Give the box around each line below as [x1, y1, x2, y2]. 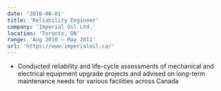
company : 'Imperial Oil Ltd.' [7, 23, 96, 30]
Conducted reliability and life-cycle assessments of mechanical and [17, 62, 215, 70]
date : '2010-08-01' [7, 10, 65, 17]
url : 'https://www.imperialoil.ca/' [7, 43, 115, 50]
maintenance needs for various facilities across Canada [17, 77, 179, 85]
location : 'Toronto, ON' [7, 29, 80, 37]
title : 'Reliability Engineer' [7, 17, 99, 24]
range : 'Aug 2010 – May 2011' [7, 36, 96, 43]
